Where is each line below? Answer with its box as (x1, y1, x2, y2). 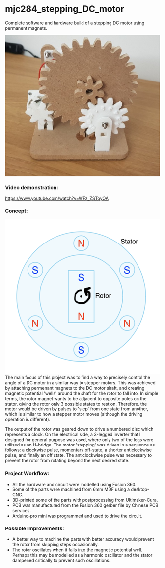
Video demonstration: (5, 184, 59, 191)
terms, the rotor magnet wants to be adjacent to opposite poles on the (5, 396, 147, 402)
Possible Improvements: (5, 525, 65, 532)
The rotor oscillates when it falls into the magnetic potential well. (12, 547, 143, 553)
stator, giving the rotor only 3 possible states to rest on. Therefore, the (5, 401, 147, 407)
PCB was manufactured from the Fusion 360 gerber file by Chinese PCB (12, 502, 159, 508)
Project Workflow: (5, 470, 50, 477)
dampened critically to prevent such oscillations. (12, 557, 110, 563)
